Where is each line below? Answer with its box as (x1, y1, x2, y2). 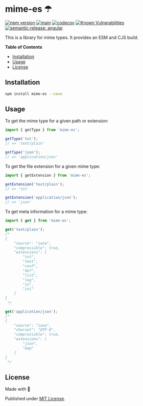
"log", (23, 277, 36, 282)
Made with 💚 (5, 386, 31, 392)
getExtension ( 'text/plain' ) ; (5, 182, 65, 187)
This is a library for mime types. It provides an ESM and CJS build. (5, 34, 139, 40)
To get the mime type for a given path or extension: (5, 118, 109, 124)
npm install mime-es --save (5, 91, 63, 96)
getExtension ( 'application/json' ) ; (5, 195, 78, 200)
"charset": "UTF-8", (14, 327, 56, 333)
